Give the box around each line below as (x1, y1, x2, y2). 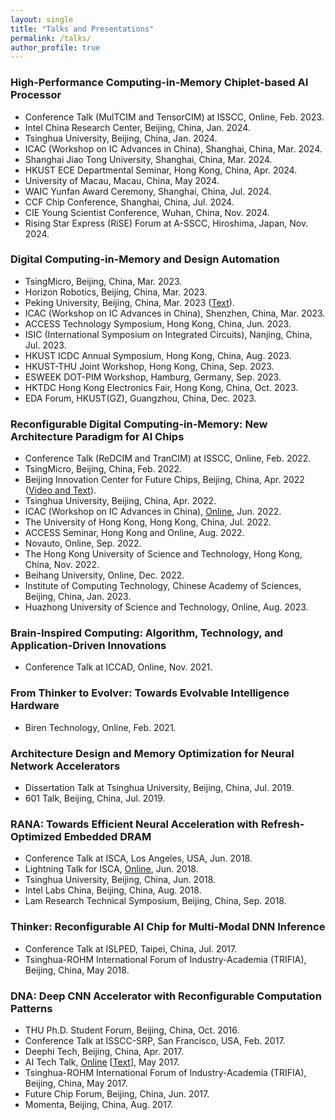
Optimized (10, 829, 62, 843)
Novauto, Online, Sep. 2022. (24, 537, 142, 550)
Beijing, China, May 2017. (24, 1077, 128, 1089)
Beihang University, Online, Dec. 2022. (24, 569, 185, 581)
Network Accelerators (10, 759, 121, 773)
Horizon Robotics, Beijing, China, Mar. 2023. (24, 286, 208, 298)
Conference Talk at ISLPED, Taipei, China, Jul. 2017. (24, 942, 238, 955)
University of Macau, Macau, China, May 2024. (24, 174, 220, 186)
